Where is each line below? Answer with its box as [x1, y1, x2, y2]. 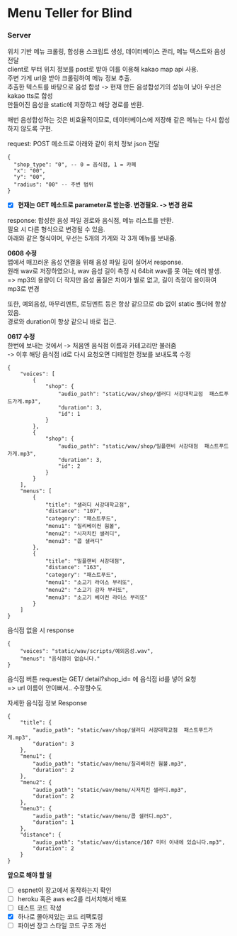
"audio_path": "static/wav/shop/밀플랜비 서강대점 [57, 442, 199, 450]
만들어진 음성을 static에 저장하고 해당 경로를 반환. [7, 101, 144, 109]
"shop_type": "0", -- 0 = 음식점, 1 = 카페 [13, 161, 137, 168]
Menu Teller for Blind [7, 5, 132, 21]
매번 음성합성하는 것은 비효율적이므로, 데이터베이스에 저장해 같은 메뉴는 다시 [7, 116, 217, 124]
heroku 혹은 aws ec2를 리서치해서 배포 [17, 894, 127, 903]
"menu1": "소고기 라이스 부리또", [45, 578, 134, 586]
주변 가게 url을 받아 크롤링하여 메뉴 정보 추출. [7, 74, 132, 82]
